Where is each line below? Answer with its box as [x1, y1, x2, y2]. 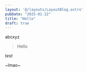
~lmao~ [5, 62, 21, 68]
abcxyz [5, 34, 20, 40]
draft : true [5, 20, 29, 26]
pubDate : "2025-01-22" [5, 12, 51, 17]
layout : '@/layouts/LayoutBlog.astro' [5, 7, 84, 12]
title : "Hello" [5, 16, 36, 21]
